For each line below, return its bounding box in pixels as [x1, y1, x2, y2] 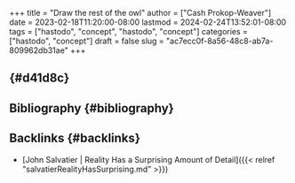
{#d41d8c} [9, 71, 70, 86]
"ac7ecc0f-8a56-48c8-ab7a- [165, 35, 274, 46]
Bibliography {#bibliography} [9, 101, 175, 116]
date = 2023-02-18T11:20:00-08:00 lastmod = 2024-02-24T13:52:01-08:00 [9, 17, 287, 27]
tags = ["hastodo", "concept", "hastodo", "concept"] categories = [9, 27, 249, 36]
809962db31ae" [9, 45, 68, 56]
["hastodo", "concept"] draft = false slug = [9, 35, 164, 46]
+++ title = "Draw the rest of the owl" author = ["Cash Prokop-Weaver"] [9, 8, 272, 18]
